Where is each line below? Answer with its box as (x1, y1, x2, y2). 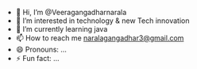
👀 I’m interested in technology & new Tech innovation (15, 16, 190, 25)
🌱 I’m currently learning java (15, 25, 108, 33)
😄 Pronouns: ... (15, 44, 68, 54)
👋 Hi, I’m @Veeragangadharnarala (15, 8, 127, 17)
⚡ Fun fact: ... (15, 54, 60, 63)
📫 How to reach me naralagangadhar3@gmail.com (15, 33, 184, 43)
